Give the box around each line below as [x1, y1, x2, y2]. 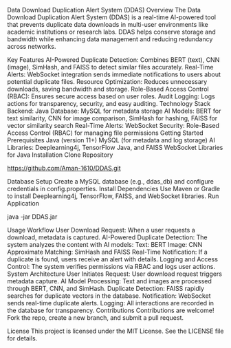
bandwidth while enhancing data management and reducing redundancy [7, 35, 213, 43]
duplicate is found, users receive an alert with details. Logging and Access [7, 255, 219, 263]
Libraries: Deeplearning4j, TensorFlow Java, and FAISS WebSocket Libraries [7, 144, 223, 151]
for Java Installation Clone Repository [7, 151, 113, 159]
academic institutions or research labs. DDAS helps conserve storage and [7, 28, 217, 36]
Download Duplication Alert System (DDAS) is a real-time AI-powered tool [7, 13, 217, 21]
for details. [7, 334, 38, 342]
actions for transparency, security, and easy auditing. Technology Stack [7, 100, 211, 107]
